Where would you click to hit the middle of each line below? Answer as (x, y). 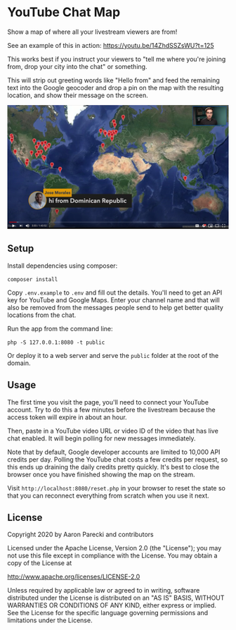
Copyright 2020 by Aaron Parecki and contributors (80, 535)
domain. (19, 363)
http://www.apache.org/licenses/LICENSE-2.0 (74, 577)
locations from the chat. (42, 315)
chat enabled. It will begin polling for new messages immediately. (101, 438)
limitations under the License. (50, 620)
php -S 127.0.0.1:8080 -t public (56, 342)
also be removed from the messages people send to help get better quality (115, 307)
